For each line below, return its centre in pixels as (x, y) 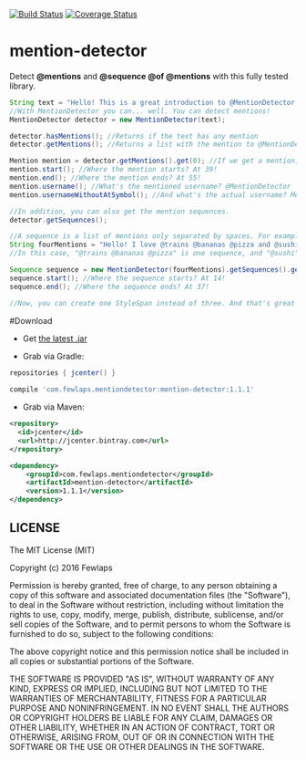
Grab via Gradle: (53, 356)
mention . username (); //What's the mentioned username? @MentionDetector (150, 186)
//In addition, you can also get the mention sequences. (120, 211)
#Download (31, 320)
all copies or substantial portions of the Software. (102, 661)
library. (23, 86)
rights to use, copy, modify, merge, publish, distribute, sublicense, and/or (147, 614)
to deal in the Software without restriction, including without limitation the (147, 604)
